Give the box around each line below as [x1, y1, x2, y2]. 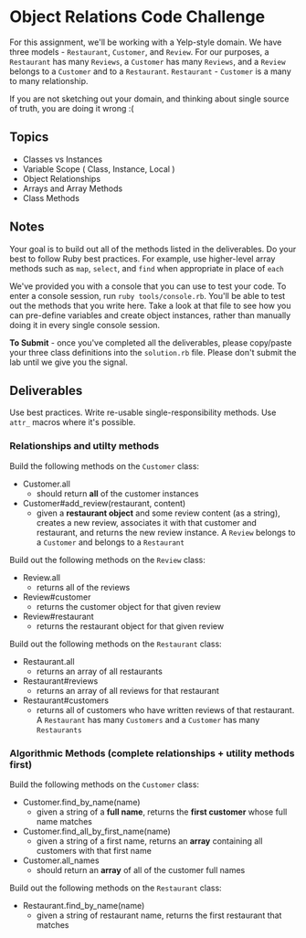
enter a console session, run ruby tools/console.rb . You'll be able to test [9, 290, 286, 301]
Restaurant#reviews [22, 675, 99, 687]
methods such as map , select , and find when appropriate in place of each [9, 262, 285, 273]
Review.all [22, 571, 61, 582]
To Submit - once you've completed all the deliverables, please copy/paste [9, 336, 292, 348]
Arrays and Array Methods [22, 183, 123, 194]
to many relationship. [9, 75, 89, 86]
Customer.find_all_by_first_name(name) [22, 826, 171, 837]
